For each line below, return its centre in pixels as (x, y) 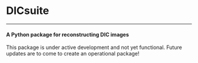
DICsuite (28, 11)
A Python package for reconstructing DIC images (68, 34)
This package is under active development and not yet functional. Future (94, 47)
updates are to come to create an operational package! (73, 54)
